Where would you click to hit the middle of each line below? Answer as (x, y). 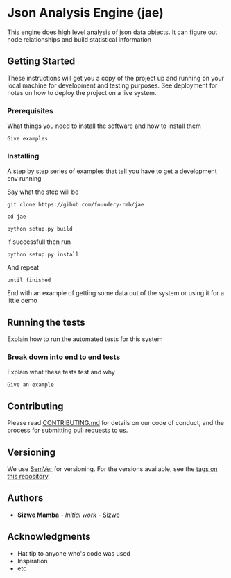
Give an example (31, 385)
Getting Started (41, 61)
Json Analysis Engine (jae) (86, 13)
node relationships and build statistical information (79, 39)
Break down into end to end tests (64, 357)
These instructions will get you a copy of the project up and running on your (115, 78)
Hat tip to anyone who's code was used (74, 553)
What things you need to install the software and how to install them (104, 126)
